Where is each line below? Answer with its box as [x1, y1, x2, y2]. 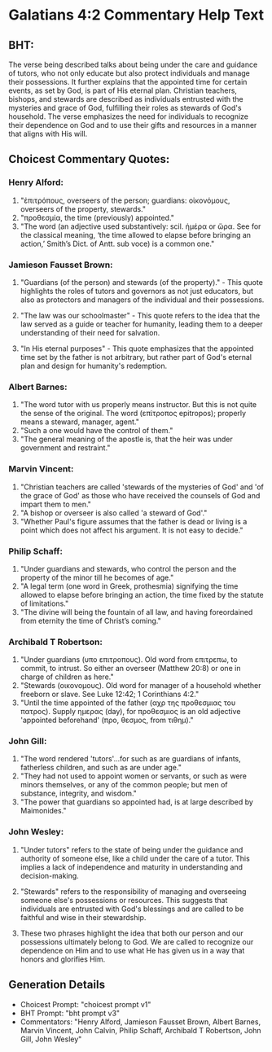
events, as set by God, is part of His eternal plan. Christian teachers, [8, 85, 238, 95]
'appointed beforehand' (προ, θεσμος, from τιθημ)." [20, 715, 194, 725]
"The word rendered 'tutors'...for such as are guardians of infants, [20, 754, 242, 764]
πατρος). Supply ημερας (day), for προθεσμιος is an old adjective [20, 707, 241, 717]
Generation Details [8, 978, 106, 992]
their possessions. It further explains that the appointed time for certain [8, 77, 248, 86]
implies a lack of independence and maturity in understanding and [20, 861, 243, 872]
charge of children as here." [20, 672, 114, 682]
